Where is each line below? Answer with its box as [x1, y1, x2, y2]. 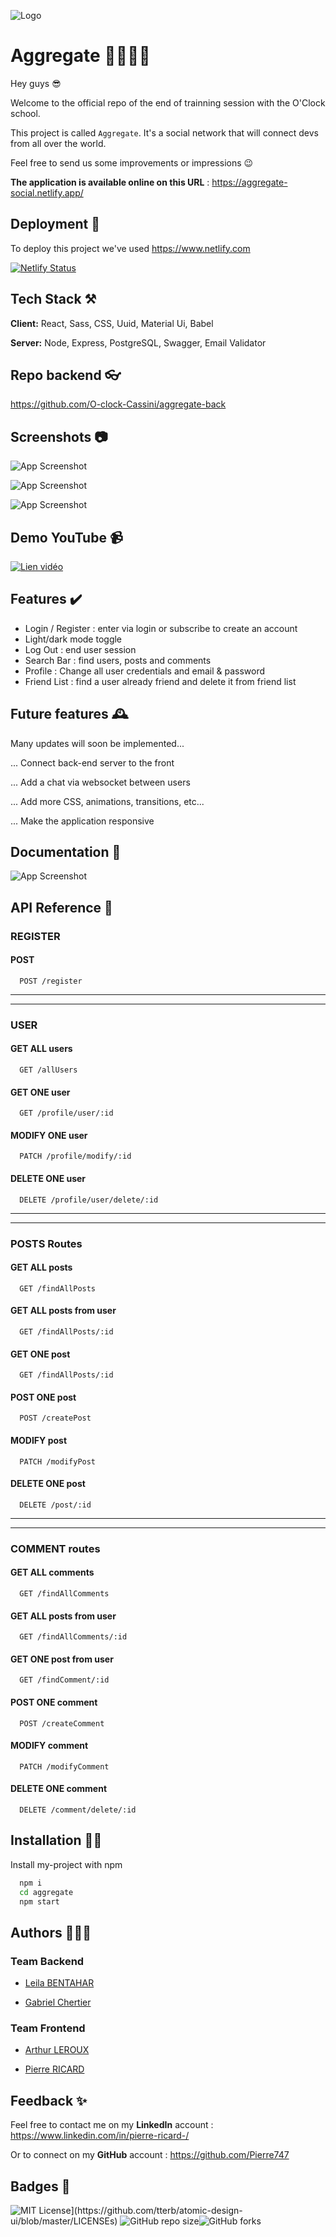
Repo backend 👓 [10, 366, 122, 384]
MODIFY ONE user [10, 1129, 88, 1141]
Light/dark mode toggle [24, 633, 123, 645]
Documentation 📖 [10, 844, 122, 861]
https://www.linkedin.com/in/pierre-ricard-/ [10, 2130, 190, 2142]
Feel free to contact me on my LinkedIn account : [10, 2119, 214, 2131]
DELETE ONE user [10, 1173, 87, 1185]
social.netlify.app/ [10, 186, 84, 199]
